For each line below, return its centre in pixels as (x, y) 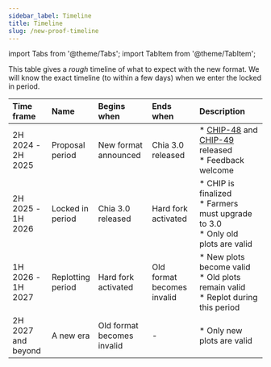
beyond (27, 351)
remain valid (222, 287)
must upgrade (225, 214)
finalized (215, 194)
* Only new (221, 331)
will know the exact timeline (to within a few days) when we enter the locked (135, 78)
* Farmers (219, 204)
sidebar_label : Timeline (50, 16)
